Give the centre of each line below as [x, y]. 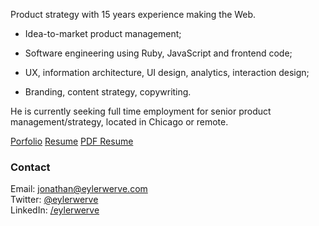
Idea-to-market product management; [103, 33]
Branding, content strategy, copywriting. [108, 92]
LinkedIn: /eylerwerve [55, 210]
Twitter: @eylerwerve [54, 200]
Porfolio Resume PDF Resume [72, 141]
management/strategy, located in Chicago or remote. [119, 122]
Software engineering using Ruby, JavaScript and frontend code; [158, 53]
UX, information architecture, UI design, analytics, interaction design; [167, 72]
